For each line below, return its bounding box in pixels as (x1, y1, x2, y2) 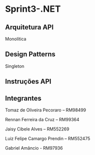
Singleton (5, 63, 25, 69)
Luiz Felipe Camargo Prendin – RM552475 (5, 136, 90, 142)
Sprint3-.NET (5, 3, 61, 15)
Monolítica (5, 36, 27, 42)
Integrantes (5, 94, 42, 103)
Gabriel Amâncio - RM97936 (5, 145, 63, 151)
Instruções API (5, 77, 52, 86)
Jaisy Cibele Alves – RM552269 (5, 126, 70, 132)
